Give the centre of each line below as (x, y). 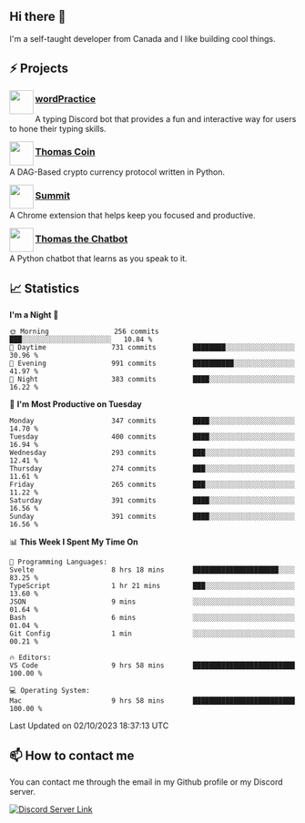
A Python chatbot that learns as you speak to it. (99, 259)
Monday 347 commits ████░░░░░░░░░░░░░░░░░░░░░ (152, 421)
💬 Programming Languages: (58, 562)
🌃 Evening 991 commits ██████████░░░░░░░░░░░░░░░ (152, 364)
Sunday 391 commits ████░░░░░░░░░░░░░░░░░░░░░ (152, 517)
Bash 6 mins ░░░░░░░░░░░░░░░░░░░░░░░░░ (152, 618)
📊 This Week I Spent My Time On (74, 542)
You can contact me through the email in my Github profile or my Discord (146, 782)
